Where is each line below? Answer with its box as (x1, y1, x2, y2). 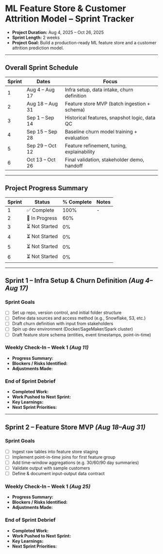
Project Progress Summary (5, 184, 88, 192)
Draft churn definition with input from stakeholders (12, 321, 114, 327)
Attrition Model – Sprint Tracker (5, 13, 134, 24)
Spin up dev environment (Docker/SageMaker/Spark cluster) (12, 326, 133, 332)
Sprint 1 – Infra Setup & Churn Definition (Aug (5, 276, 144, 285)
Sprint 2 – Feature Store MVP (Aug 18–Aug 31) (5, 423, 146, 431)
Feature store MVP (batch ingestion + (65, 100, 150, 107)
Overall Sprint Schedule (5, 64, 79, 72)
